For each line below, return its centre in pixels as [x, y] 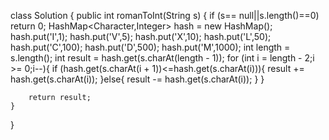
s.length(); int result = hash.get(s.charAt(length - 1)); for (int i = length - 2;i [162, 58]
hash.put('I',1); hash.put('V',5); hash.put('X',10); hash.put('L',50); [141, 36]
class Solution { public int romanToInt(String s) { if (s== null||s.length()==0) [165, 15]
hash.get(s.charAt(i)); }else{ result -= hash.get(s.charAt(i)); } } [137, 79]
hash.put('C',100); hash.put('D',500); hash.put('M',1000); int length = [150, 47]
